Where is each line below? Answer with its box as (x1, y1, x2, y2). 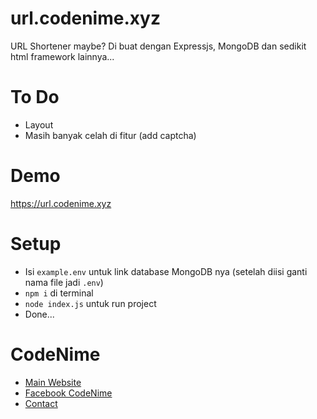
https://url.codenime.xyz (10, 197, 112, 209)
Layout (24, 118, 54, 131)
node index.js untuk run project (24, 297, 157, 309)
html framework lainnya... (10, 50, 115, 62)
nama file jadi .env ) (24, 276, 104, 288)
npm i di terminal (24, 287, 94, 299)
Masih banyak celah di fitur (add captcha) (24, 129, 197, 141)
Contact (24, 397, 58, 409)
